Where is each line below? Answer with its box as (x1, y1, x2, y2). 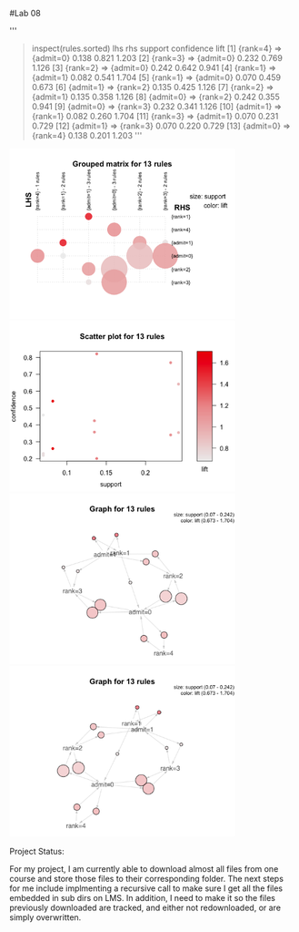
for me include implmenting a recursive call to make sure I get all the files (9, 883, 284, 894)
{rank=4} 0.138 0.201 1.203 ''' (31, 130, 143, 140)
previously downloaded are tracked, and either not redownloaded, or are (9, 902, 282, 913)
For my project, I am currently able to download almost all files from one (9, 864, 279, 874)
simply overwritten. (9, 912, 82, 923)
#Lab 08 (9, 8, 41, 18)
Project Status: (9, 846, 65, 856)
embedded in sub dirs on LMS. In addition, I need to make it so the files (9, 893, 275, 903)
